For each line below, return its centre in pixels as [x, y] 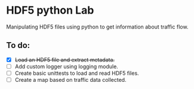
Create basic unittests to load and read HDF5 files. [77, 73]
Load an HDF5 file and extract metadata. [65, 59]
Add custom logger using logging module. [66, 66]
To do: [18, 45]
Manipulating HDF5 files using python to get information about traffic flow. [97, 27]
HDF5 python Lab [50, 10]
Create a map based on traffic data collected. [70, 80]
